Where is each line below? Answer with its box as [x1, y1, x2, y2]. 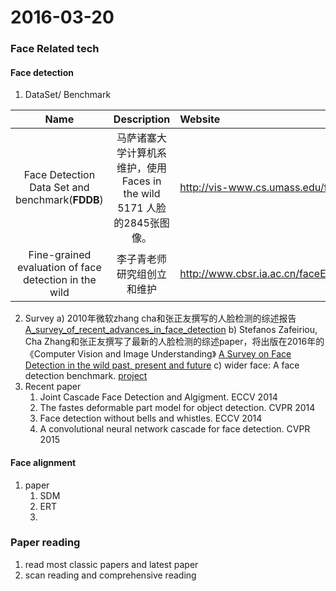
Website [179, 112, 221, 126]
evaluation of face [17, 261, 102, 275]
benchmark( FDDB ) [15, 193, 104, 207]
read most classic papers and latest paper [24, 558, 199, 570]
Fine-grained [28, 248, 92, 262]
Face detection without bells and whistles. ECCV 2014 [39, 412, 263, 425]
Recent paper [24, 381, 82, 393]
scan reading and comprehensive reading [24, 569, 197, 581]
